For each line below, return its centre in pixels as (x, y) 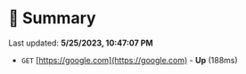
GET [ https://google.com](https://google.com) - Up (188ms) (129, 60)
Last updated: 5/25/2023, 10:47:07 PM (81, 43)
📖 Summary (52, 18)
